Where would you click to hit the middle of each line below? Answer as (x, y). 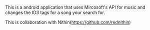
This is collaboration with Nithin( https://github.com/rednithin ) (68, 22)
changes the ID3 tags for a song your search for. (55, 12)
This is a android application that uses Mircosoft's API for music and (75, 7)
